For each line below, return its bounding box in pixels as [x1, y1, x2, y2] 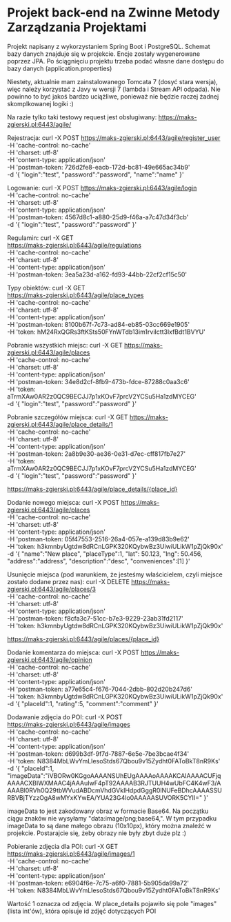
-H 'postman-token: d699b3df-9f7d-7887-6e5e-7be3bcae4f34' [7, 750, 190, 758]
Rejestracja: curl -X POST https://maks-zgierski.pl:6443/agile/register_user [7, 133, 221, 142]
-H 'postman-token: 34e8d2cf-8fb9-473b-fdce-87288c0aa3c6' [7, 377, 190, 385]
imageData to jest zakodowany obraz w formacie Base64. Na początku [7, 807, 209, 815]
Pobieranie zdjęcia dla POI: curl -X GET [7, 842, 119, 850]
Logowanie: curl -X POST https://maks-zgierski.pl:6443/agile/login [7, 183, 197, 192]
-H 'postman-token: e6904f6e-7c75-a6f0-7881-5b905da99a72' [7, 879, 190, 887]
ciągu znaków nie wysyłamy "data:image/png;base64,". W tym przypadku [7, 814, 217, 822]
